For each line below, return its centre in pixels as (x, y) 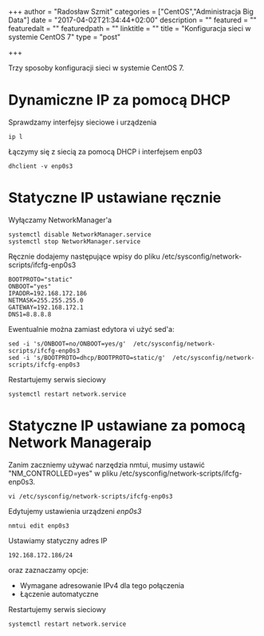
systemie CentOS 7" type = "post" (65, 37)
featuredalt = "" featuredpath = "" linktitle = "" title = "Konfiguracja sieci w (130, 28)
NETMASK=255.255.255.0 (46, 300)
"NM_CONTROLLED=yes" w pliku (63, 473)
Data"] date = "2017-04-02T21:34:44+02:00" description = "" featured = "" (132, 20)
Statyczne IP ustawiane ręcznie (115, 198)
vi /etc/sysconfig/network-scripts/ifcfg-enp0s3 (91, 496)
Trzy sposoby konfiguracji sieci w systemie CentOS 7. (97, 68)
